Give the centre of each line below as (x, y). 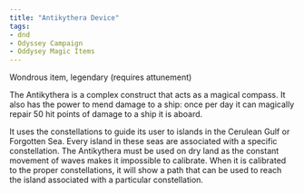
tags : (20, 26)
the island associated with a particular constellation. (107, 180)
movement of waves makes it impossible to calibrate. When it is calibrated (148, 160)
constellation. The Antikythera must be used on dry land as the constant (144, 151)
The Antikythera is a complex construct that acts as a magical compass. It (147, 95)
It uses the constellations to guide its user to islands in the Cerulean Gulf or (150, 131)
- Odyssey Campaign (46, 43)
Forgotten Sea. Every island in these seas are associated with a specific (143, 141)
